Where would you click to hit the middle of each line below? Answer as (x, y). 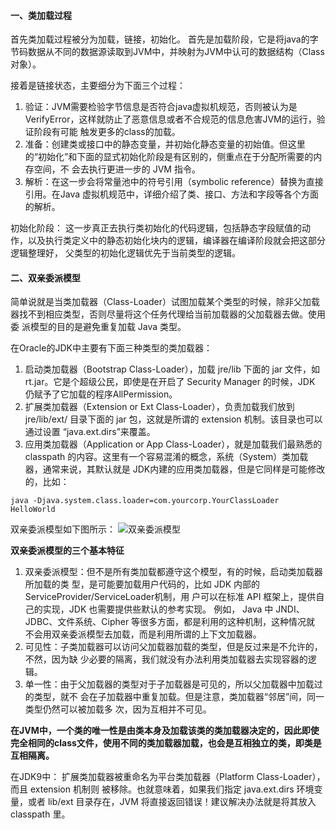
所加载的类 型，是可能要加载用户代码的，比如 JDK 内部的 (142, 584)
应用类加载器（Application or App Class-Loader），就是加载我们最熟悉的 (173, 444)
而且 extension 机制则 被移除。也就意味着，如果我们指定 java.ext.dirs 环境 (162, 789)
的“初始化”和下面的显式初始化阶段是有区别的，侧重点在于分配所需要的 (169, 157)
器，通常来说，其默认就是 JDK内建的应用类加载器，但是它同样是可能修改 (175, 469)
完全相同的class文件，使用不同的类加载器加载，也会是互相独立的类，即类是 (166, 743)
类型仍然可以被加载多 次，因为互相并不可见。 (118, 709)
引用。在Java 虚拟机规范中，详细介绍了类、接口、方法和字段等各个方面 (172, 194)
